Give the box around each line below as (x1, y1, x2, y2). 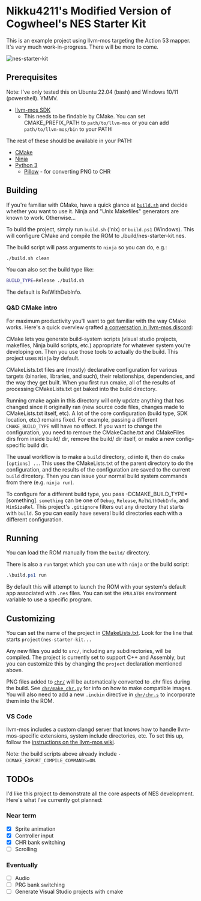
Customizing (6, 613, 55, 623)
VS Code (6, 712, 32, 721)
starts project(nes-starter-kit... (6, 636, 92, 643)
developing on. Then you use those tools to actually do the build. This (6, 348, 178, 355)
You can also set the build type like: (6, 266, 94, 273)
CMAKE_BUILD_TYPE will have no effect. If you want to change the (6, 422, 162, 429)
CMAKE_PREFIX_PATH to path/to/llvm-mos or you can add (23, 119, 169, 126)
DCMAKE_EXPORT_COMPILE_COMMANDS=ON (6, 758, 95, 764)
